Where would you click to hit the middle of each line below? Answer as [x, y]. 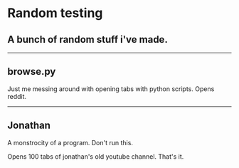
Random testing [55, 13]
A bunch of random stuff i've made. [88, 40]
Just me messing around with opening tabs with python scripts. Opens [111, 89]
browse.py [32, 72]
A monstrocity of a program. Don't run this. [70, 142]
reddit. [17, 96]
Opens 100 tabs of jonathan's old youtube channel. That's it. [96, 156]
